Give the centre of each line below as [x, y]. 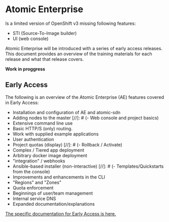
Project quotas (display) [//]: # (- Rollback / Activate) [67, 144]
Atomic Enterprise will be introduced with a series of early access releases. [84, 48]
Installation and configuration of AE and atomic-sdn [66, 112]
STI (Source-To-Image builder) [45, 33]
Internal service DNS [34, 198]
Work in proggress [25, 69]
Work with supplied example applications [56, 134]
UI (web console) [30, 39]
